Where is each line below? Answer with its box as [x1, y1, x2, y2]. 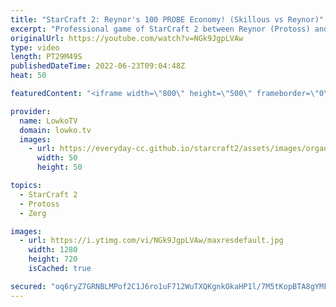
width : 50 [36, 153, 78, 163]
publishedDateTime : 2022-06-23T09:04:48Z [10, 61, 186, 71]
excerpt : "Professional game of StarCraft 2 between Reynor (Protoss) [10, 24, 311, 34]
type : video [10, 42, 60, 53]
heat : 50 [10, 71, 47, 81]
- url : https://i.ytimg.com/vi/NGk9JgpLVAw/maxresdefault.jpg [19, 236, 284, 246]
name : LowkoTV [19, 116, 78, 126]
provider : [10, 106, 52, 116]
